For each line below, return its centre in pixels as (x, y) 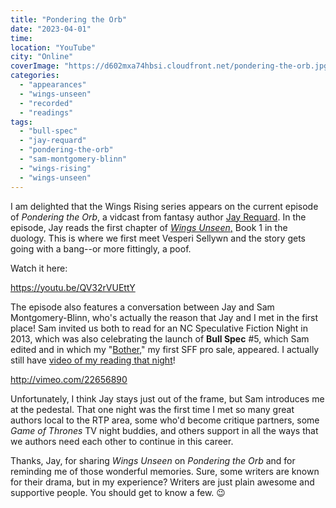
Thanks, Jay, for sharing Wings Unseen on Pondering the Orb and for (153, 460)
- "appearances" (53, 85)
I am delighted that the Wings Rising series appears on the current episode (164, 206)
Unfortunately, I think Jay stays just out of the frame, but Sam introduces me (167, 398)
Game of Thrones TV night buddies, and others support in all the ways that (164, 430)
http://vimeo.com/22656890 (69, 379)
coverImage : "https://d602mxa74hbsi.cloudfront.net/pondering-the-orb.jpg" (171, 66)
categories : (35, 76)
